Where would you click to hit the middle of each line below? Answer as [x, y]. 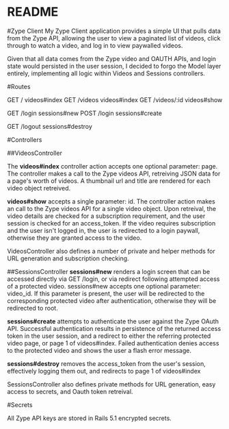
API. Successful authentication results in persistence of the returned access [114, 328]
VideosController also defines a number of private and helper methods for [111, 251]
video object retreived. [39, 188]
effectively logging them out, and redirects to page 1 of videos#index [104, 371]
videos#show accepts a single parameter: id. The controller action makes [111, 201]
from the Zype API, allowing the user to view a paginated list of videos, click [114, 38]
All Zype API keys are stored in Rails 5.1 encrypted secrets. [90, 418]
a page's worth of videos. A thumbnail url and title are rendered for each [109, 181]
